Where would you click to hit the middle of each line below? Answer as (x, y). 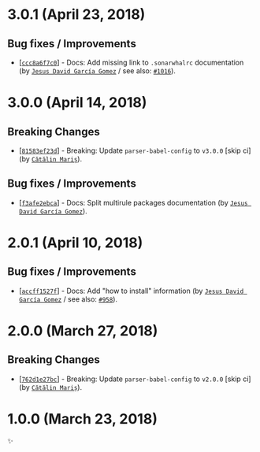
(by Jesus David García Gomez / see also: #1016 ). (97, 71)
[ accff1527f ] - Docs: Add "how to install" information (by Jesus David (131, 291)
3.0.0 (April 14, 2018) (77, 103)
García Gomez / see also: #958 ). (68, 299)
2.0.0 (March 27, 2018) (83, 331)
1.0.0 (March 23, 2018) (83, 419)
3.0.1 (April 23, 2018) (76, 15)
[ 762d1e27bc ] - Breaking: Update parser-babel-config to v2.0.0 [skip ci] (135, 379)
